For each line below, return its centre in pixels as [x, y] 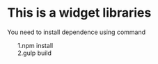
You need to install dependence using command [77, 32]
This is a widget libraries [79, 13]
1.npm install [35, 45]
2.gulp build [34, 53]
